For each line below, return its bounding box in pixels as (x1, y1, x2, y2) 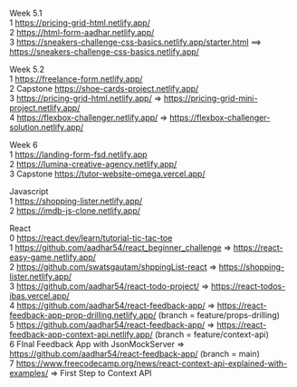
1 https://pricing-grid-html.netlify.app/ (9, 17, 151, 28)
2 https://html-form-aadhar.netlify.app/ (9, 27, 155, 37)
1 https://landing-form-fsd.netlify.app (9, 149, 148, 160)
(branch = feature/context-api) (154, 329, 269, 340)
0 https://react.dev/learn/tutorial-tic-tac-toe (9, 233, 173, 243)
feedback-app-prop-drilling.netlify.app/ (9, 310, 157, 321)
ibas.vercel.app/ (9, 291, 70, 301)
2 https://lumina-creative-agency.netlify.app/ (9, 159, 177, 169)
